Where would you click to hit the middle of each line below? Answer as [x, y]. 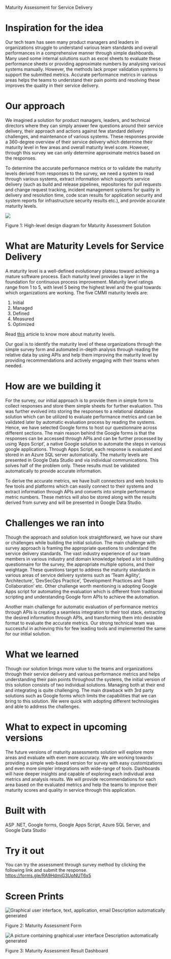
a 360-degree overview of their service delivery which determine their [79, 142]
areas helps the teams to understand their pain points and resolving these [83, 80]
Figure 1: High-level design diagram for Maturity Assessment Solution [78, 225]
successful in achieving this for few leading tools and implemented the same [85, 628]
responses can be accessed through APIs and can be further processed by [84, 438]
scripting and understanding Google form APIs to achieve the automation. [82, 597]
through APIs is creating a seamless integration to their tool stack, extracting [85, 612]
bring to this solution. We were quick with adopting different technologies [82, 701]
